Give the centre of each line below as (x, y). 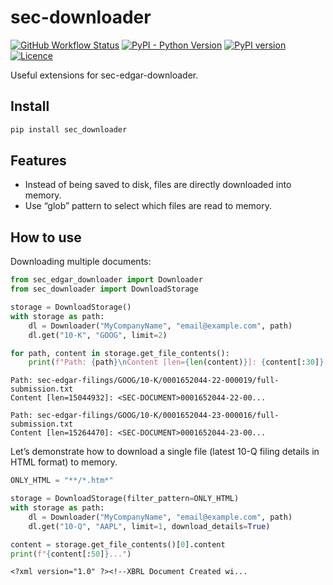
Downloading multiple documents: (81, 262)
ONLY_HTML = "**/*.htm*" (62, 481)
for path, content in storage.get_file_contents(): (120, 353)
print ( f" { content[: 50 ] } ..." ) (71, 554)
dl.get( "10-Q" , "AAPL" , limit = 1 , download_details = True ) (149, 526)
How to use (46, 237)
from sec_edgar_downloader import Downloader (106, 280)
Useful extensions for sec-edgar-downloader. (104, 75)
